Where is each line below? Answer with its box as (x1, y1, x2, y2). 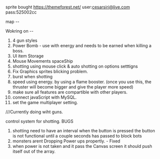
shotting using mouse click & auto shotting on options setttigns (12, 63, 138, 69)
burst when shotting (12, 74, 53, 79)
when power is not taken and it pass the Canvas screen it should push (12, 143, 152, 149)
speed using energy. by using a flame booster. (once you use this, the (12, 79, 152, 85)
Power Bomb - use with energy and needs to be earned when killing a (12, 43, 152, 48)
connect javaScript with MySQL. (12, 94, 77, 100)
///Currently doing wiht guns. (5, 109, 63, 115)
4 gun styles (12, 37, 38, 43)
